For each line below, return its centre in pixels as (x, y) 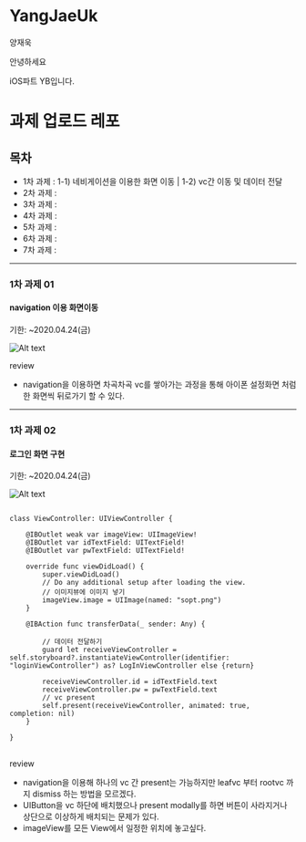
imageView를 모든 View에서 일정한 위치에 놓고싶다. (114, 828)
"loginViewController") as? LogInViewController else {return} (132, 666)
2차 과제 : (40, 192)
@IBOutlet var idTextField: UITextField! (105, 543)
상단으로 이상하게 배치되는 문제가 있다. (91, 816)
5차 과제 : (40, 227)
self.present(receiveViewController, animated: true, (146, 706)
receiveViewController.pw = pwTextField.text (130, 690)
